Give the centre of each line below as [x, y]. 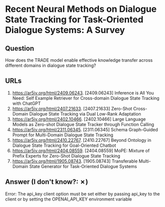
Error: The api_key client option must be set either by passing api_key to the [82, 194]
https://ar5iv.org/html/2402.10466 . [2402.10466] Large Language [79, 119]
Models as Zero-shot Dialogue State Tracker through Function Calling [83, 124]
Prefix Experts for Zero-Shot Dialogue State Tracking [66, 156]
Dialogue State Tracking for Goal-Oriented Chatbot [64, 145]
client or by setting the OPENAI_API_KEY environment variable [69, 199]
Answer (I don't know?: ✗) [47, 182]
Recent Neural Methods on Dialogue [81, 9]
